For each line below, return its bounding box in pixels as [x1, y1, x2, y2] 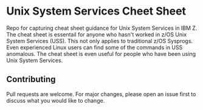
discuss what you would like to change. [6, 97, 105, 104]
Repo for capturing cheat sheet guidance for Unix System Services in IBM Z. [6, 24, 198, 32]
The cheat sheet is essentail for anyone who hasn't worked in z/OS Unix [6, 30, 187, 38]
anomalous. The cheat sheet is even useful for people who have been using [6, 50, 196, 57]
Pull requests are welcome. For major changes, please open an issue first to [6, 90, 196, 98]
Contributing [6, 74, 56, 84]
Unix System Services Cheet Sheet [6, 4, 187, 18]
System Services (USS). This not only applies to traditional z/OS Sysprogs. [6, 37, 193, 44]
